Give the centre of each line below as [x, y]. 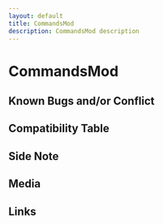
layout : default [36, 16]
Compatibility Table [59, 129]
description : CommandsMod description [74, 31]
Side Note [34, 156]
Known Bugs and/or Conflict [81, 101]
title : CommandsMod [41, 24]
